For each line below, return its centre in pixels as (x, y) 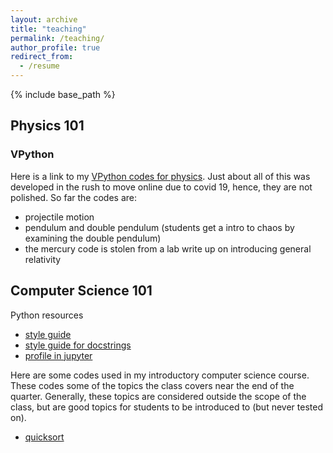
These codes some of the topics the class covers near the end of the (152, 385)
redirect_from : (42, 57)
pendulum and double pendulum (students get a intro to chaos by (159, 227)
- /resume (39, 66)
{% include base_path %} (63, 94)
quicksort (44, 437)
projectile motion (59, 217)
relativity (43, 259)
